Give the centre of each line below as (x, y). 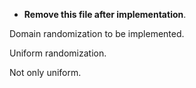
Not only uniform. (45, 72)
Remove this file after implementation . (105, 14)
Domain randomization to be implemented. (97, 33)
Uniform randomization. (58, 53)
